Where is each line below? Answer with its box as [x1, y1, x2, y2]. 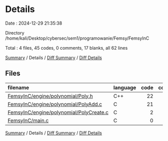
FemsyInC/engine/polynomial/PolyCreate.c [7, 109, 109, 116]
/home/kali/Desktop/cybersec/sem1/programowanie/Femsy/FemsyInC [5, 35, 149, 41]
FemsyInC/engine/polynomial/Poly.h [7, 92, 93, 99]
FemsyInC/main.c [7, 117, 49, 124]
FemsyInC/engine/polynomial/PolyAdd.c [7, 100, 102, 107]
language [113, 84, 136, 91]
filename [7, 84, 29, 91]
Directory [5, 30, 24, 36]
